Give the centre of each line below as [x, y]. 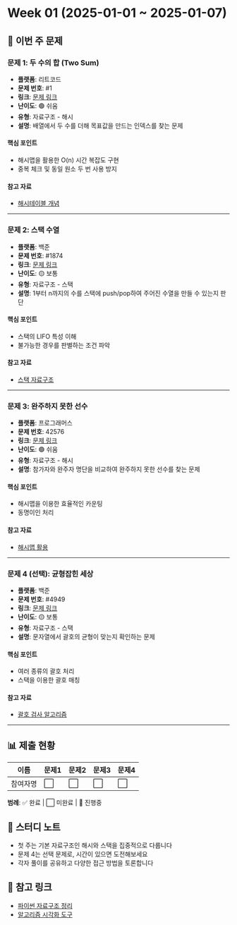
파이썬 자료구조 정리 [45, 905]
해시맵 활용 [33, 547]
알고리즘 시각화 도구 [45, 914]
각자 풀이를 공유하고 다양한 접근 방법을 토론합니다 [85, 863]
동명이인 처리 [36, 512]
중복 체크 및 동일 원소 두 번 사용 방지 [67, 169]
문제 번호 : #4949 [41, 599]
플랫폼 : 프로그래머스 [45, 423]
